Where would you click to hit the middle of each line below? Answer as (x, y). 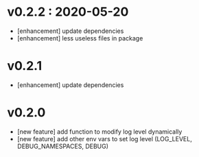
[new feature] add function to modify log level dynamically (99, 132)
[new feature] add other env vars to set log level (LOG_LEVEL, (104, 138)
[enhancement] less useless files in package (80, 38)
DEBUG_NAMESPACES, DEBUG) (62, 146)
